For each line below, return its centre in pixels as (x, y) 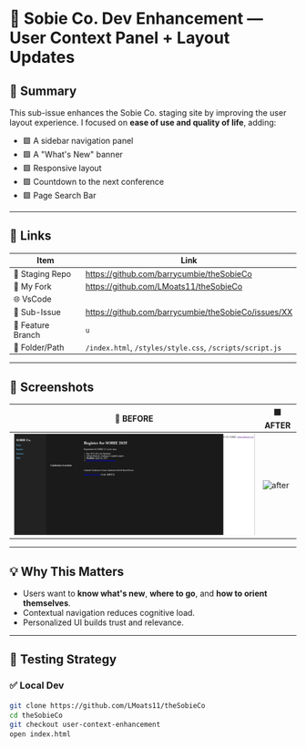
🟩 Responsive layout (62, 168)
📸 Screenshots (52, 387)
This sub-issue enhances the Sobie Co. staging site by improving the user (148, 113)
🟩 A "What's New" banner (72, 154)
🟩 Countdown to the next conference (93, 182)
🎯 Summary (43, 91)
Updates (42, 57)
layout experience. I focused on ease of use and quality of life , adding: (143, 123)
